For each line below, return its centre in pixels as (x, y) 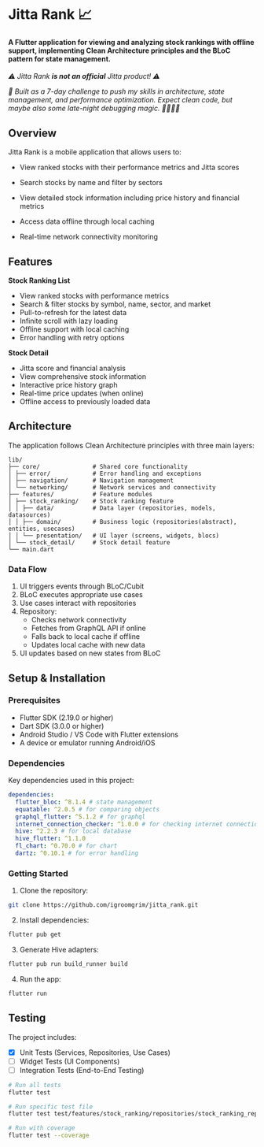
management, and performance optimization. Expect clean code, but (121, 100)
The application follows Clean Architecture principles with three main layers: (132, 445)
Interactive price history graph (68, 385)
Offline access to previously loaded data (85, 402)
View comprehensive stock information (83, 377)
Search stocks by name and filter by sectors (91, 183)
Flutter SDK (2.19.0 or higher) (66, 718)
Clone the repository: (54, 891)
